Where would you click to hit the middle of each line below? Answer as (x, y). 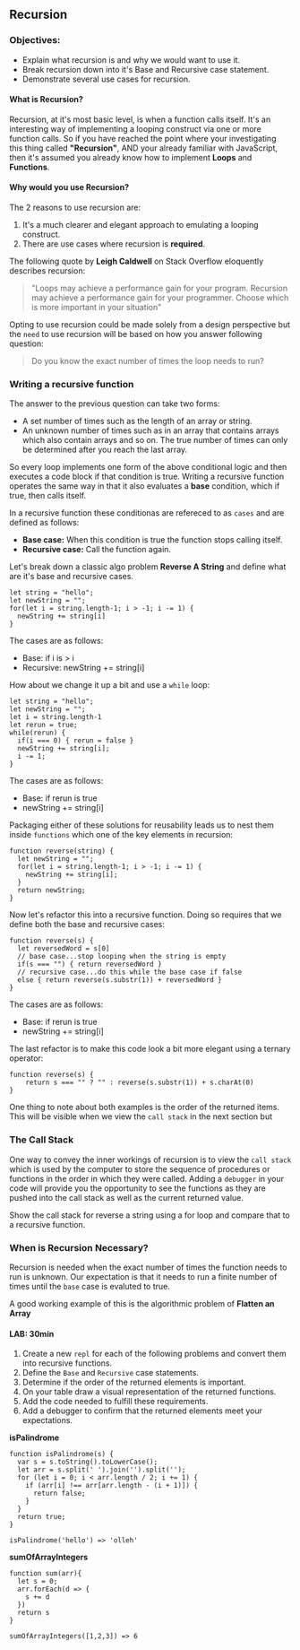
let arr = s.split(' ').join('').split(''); (102, 1470)
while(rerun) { (38, 733)
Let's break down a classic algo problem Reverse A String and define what (148, 567)
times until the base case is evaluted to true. (90, 1286)
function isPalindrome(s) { (62, 1455)
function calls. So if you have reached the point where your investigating (143, 138)
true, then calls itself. (48, 496)
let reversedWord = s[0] (64, 949)
